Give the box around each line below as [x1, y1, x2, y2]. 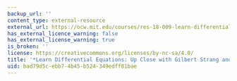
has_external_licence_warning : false [7, 30, 119, 37]
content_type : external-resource [7, 17, 106, 24]
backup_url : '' [7, 10, 52, 18]
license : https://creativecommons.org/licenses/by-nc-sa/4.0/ [7, 50, 194, 57]
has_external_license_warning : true [7, 37, 115, 44]
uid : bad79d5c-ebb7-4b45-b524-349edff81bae [7, 63, 138, 70]
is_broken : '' [7, 43, 49, 50]
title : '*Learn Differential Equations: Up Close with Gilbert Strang [7, 56, 219, 63]
